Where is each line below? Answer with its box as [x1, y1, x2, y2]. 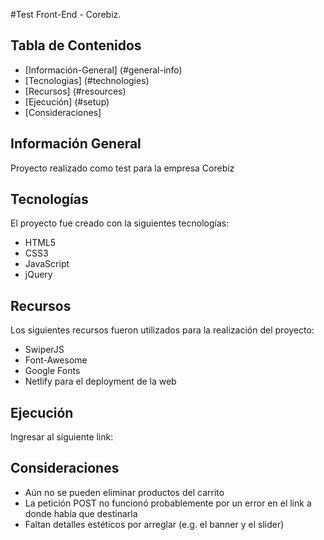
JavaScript [24, 258, 70, 270]
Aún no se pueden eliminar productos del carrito [24, 486, 225, 498]
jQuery [24, 269, 53, 281]
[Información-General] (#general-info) [24, 64, 183, 76]
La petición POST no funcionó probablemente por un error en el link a [24, 497, 312, 509]
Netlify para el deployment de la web [24, 375, 177, 388]
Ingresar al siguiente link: [10, 431, 114, 443]
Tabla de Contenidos [10, 37, 142, 54]
